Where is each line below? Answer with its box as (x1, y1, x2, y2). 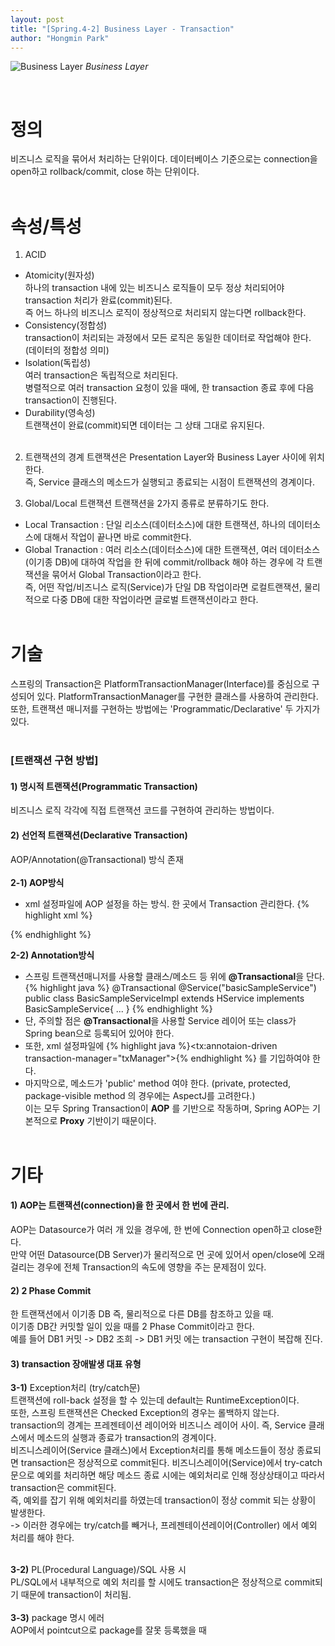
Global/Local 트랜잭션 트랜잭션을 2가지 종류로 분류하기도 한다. (24, 497, 270, 510)
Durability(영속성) (24, 407, 96, 419)
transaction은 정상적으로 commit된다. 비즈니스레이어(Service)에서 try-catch (20, 1457, 323, 1469)
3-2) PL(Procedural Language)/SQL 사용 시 (10, 1564, 187, 1576)
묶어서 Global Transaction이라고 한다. (51, 569, 202, 581)
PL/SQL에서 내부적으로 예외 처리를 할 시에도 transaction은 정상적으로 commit (10, 1576, 316, 1588)
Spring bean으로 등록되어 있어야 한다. (24, 1027, 175, 1039)
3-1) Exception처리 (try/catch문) (10, 1382, 141, 1394)
